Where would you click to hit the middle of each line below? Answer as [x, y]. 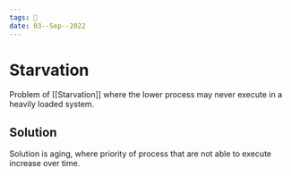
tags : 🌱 [24, 17]
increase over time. [45, 163]
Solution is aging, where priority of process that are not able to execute [140, 154]
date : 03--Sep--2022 [48, 26]
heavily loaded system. [52, 105]
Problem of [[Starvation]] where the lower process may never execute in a [146, 95]
